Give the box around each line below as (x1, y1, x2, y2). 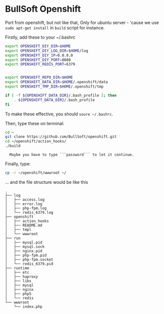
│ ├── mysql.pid (5, 240, 42, 245)
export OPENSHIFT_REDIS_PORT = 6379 (5, 62, 76, 67)
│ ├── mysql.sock (5, 244, 45, 249)
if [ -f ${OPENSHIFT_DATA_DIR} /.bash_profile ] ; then (5, 93, 117, 98)
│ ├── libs (5, 278, 32, 283)
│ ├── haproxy (5, 274, 38, 279)
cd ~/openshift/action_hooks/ (5, 139, 67, 144)
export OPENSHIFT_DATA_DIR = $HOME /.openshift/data (5, 80, 108, 85)
